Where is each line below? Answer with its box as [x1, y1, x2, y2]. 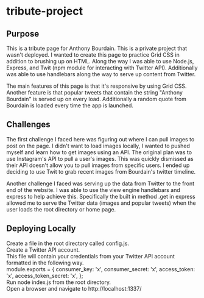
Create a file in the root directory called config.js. [6, 239, 130, 247]
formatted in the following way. [6, 259, 84, 266]
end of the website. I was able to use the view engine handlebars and [6, 186, 181, 193]
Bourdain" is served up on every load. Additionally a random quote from [6, 96, 187, 102]
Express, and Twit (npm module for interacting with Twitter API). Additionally [6, 64, 198, 71]
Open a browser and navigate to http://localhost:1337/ [6, 285, 142, 292]
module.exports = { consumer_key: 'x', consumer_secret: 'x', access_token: [6, 265, 195, 272]
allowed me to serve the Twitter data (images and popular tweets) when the [6, 199, 196, 207]
